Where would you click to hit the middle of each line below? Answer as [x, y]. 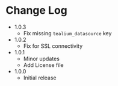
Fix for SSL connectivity [53, 46]
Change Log [36, 10]
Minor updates [41, 59]
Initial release [40, 78]
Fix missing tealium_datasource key [67, 33]
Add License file [43, 65]
